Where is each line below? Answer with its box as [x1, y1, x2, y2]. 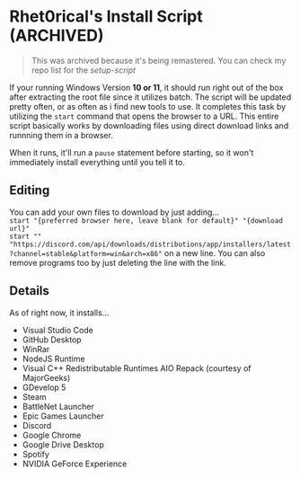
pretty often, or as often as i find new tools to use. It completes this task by [9, 101, 287, 111]
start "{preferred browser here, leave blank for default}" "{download [9, 216, 283, 226]
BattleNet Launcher [22, 401, 94, 412]
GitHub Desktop [22, 334, 83, 345]
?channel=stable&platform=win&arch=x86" [9, 249, 163, 258]
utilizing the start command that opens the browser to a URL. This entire [9, 111, 279, 121]
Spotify [22, 448, 49, 459]
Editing [9, 182, 50, 199]
